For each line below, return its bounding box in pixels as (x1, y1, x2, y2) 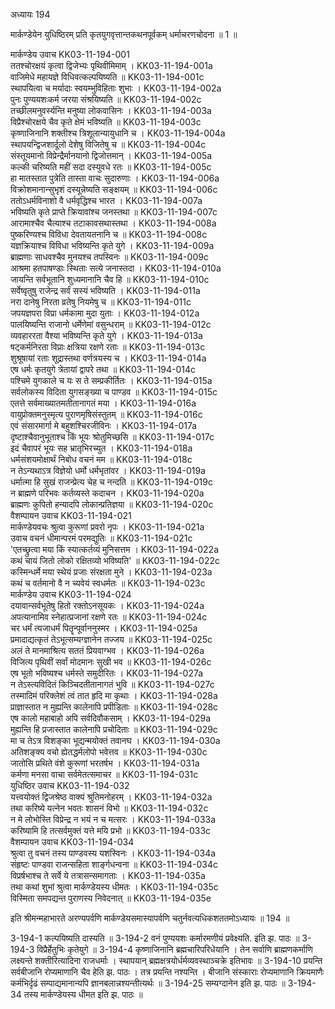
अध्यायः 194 (10, 9, 51, 20)
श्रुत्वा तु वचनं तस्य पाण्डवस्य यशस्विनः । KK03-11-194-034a (10, 847, 217, 859)
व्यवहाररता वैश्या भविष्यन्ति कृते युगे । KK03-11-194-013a (10, 330, 203, 341)
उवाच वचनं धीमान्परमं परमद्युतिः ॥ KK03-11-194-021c (10, 532, 193, 544)
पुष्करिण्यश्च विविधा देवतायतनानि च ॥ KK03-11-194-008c (10, 229, 208, 240)
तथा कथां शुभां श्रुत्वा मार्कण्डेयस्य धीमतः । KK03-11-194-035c (10, 881, 219, 893)
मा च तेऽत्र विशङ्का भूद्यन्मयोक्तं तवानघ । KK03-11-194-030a (10, 735, 221, 746)
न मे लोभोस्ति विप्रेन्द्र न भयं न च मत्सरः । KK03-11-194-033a (10, 814, 217, 825)
